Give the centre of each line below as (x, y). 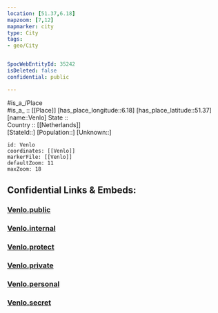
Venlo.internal (32, 228)
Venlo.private (30, 265)
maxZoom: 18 (24, 169)
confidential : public (38, 77)
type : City (23, 33)
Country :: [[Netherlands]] (44, 124)
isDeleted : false (32, 70)
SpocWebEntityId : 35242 (41, 64)
